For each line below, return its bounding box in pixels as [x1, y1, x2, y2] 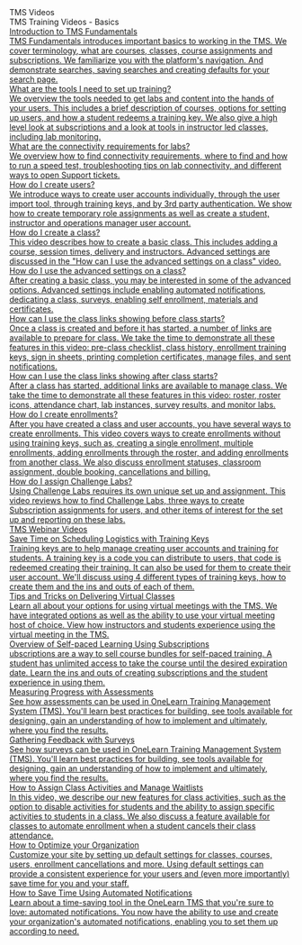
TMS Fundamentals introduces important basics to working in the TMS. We [9, 36, 288, 46]
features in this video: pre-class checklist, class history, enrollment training [9, 342, 287, 352]
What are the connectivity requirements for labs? [9, 141, 191, 151]
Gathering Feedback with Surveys [9, 734, 135, 745]
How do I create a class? [9, 227, 101, 238]
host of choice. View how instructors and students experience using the [9, 620, 276, 630]
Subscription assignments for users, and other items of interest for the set [9, 504, 283, 515]
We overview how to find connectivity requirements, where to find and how [9, 150, 288, 161]
